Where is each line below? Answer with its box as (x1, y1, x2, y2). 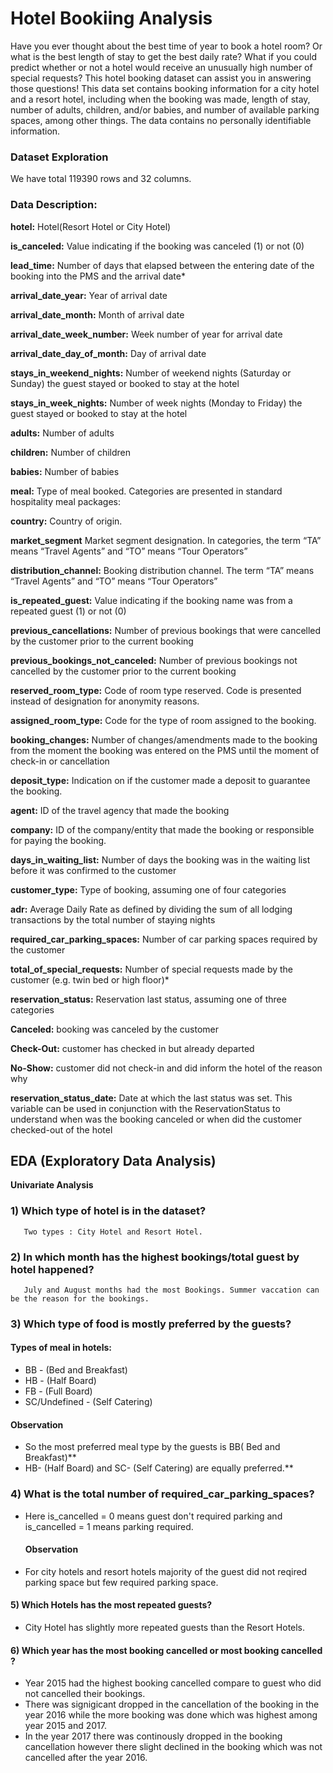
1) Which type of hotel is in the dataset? (10, 1204, 207, 1218)
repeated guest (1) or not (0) (10, 605, 127, 617)
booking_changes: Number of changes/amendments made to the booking (10, 733, 318, 746)
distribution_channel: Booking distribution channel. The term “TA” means (10, 564, 315, 576)
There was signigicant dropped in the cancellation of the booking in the (24, 1698, 320, 1711)
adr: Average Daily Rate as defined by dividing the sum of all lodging (10, 903, 293, 915)
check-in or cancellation (10, 755, 110, 767)
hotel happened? (10, 1262, 95, 1276)
